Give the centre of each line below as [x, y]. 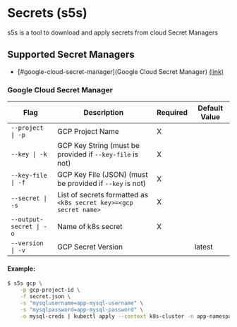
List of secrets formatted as [103, 195]
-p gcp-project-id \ [50, 290]
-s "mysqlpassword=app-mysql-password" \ [81, 309]
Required [172, 113]
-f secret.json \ [45, 297]
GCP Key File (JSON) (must [103, 175]
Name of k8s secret [90, 227]
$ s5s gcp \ [25, 283]
